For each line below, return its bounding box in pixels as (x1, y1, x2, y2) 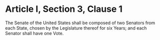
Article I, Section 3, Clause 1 (5, 3, 123, 15)
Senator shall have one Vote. (5, 30, 64, 36)
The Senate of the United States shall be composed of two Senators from (5, 20, 156, 26)
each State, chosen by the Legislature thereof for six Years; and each (5, 25, 147, 31)
